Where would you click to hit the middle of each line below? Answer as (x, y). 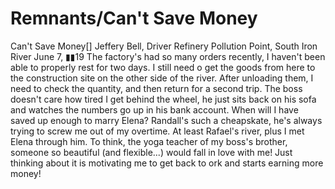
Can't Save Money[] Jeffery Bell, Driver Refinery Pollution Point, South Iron (164, 46)
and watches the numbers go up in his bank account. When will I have (154, 109)
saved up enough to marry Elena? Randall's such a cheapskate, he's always (166, 120)
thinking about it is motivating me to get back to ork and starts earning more (167, 163)
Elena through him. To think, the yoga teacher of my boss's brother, (149, 141)
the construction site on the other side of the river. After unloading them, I (162, 78)
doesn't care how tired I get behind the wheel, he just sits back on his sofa (163, 99)
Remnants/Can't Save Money (134, 18)
